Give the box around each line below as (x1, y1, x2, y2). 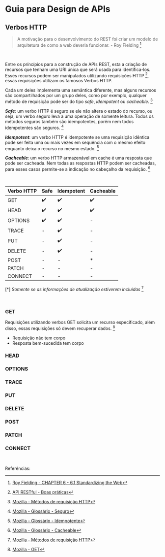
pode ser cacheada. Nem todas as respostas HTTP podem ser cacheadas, (5, 160, 156, 166)
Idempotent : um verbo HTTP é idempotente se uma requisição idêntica (5, 134, 150, 140)
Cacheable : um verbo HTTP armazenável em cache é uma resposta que (5, 155, 152, 161)
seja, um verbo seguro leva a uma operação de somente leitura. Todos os (5, 113, 154, 119)
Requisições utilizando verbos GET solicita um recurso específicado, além (5, 319, 155, 325)
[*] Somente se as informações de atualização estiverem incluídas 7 (5, 285, 144, 292)
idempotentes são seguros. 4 (5, 124, 64, 131)
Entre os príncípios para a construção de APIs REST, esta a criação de (5, 61, 147, 67)
